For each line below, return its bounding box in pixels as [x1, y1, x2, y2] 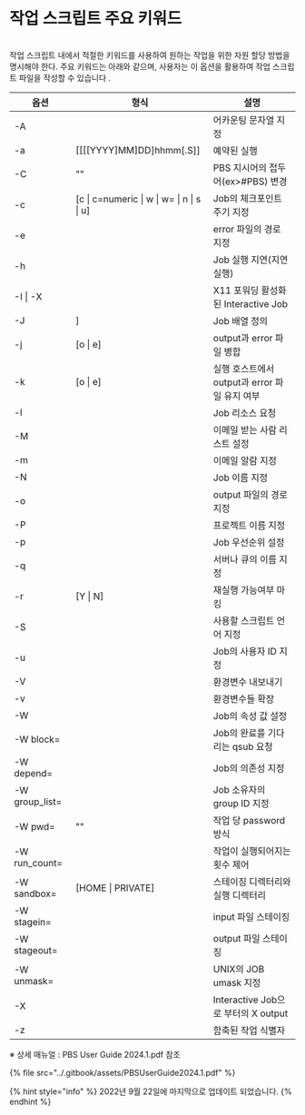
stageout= [14, 943, 58, 956]
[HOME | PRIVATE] [75, 882, 155, 894]
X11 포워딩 [212, 283, 260, 296]
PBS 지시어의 [212, 161, 268, 173]
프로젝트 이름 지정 [212, 518, 286, 531]
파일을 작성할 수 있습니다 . [18, 72, 112, 83]
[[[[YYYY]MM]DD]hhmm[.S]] [75, 143, 201, 156]
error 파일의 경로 [212, 222, 281, 235]
